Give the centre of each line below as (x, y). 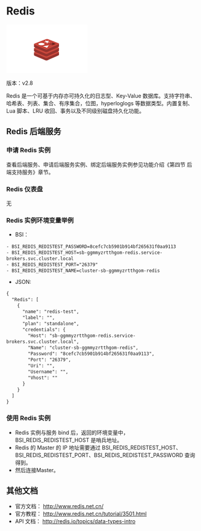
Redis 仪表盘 (25, 189)
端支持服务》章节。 (30, 172)
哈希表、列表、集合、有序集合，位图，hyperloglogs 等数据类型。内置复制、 (100, 103)
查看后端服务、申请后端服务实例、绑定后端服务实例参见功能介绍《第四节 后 (99, 164)
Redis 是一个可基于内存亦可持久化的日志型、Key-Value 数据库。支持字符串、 (101, 96)
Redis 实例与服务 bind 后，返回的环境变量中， (72, 432)
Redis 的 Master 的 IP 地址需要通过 (58, 447)
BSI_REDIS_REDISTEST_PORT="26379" (55, 265)
